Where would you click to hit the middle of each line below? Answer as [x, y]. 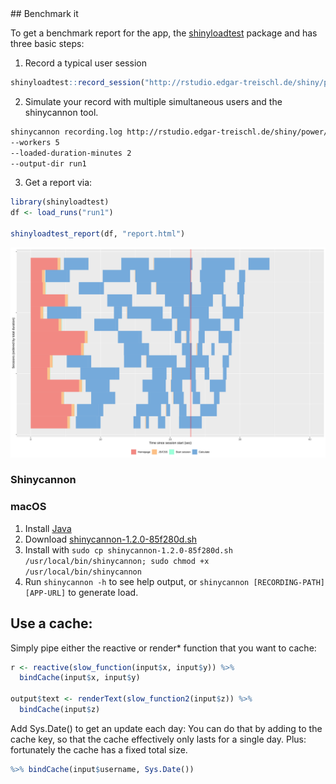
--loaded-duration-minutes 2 [71, 153]
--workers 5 [35, 142]
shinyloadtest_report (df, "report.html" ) [98, 234]
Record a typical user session [85, 63]
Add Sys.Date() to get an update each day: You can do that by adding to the [166, 728]
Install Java [48, 528]
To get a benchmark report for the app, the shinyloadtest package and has [164, 33]
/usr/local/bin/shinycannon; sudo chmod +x [117, 561]
